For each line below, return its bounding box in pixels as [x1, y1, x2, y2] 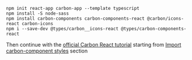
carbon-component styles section [6, 47, 88, 54]
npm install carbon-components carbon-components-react [6, 16, 145, 22]
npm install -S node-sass [6, 10, 69, 16]
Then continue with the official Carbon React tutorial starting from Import [6, 41, 181, 48]
